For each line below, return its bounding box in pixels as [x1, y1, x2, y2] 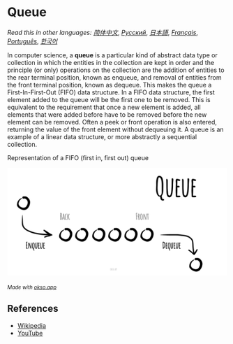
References [7, 303, 59, 315]
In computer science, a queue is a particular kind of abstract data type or [7, 50, 218, 59]
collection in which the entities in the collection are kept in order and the [7, 58, 215, 66]
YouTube [17, 329, 43, 337]
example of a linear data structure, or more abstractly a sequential [7, 132, 197, 141]
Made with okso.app [7, 284, 57, 291]
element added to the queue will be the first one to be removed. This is [7, 95, 211, 103]
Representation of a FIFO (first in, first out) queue [7, 153, 149, 162]
